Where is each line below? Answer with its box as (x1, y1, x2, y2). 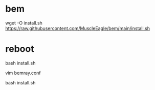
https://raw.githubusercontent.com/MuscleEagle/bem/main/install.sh (5, 25, 150, 31)
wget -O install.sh (5, 20, 42, 26)
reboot (5, 43, 34, 55)
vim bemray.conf (5, 70, 41, 76)
